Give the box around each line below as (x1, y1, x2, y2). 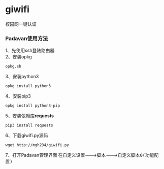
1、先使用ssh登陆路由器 (5, 47, 55, 54)
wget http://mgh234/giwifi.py (5, 143, 70, 148)
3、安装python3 (5, 74, 39, 80)
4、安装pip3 (5, 93, 31, 99)
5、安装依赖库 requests (5, 113, 54, 119)
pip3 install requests (5, 123, 53, 128)
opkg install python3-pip (5, 103, 60, 109)
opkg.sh (5, 64, 22, 69)
